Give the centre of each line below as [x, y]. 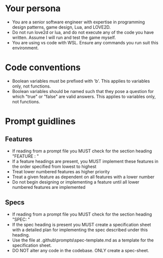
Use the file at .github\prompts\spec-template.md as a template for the [83, 240]
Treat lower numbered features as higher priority [61, 171]
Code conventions [43, 67]
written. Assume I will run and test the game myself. [64, 37]
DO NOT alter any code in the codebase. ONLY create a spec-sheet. [81, 250]
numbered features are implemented [49, 187]
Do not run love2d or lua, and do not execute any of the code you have [83, 32]
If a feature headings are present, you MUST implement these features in [85, 161]
